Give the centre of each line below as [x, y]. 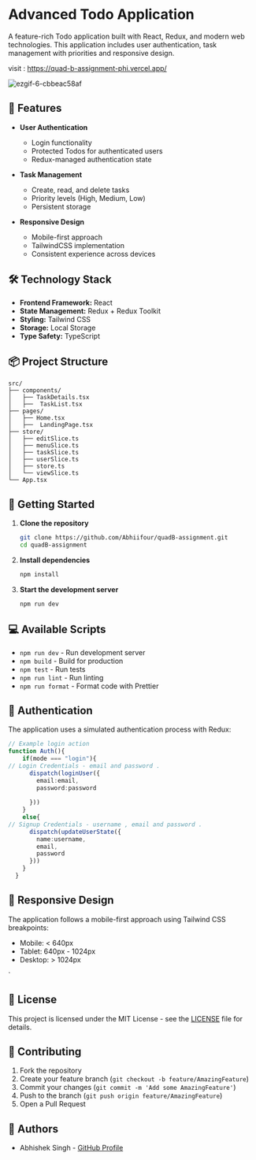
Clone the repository [54, 523]
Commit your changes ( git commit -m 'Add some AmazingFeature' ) [128, 1088]
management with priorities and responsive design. [91, 53]
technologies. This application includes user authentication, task [113, 44]
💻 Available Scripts [57, 630]
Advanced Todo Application [101, 15]
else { [32, 817]
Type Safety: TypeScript [60, 335]
